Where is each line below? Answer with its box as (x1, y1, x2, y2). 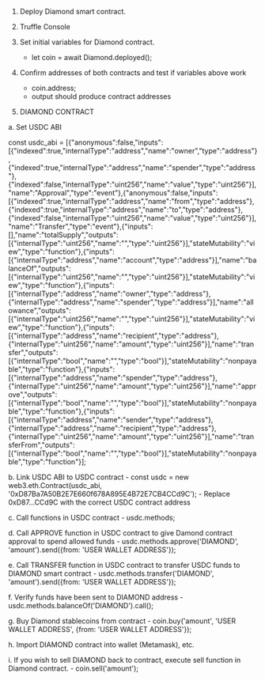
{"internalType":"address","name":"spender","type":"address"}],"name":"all (8, 297, 255, 307)
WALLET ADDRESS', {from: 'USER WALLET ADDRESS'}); (8, 625, 192, 634)
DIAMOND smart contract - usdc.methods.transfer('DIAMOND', (8, 569, 214, 578)
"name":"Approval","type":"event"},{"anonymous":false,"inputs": (8, 188, 218, 197)
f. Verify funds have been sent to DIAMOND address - (8, 592, 184, 602)
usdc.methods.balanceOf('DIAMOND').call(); (8, 601, 154, 610)
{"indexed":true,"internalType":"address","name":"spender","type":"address (8, 163, 256, 172)
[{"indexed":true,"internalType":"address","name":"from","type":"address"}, (8, 197, 255, 206)
